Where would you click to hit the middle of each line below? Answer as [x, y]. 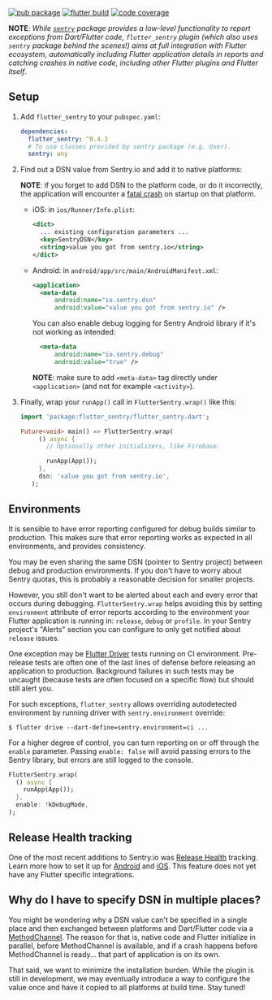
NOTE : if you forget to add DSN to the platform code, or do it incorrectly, [141, 185]
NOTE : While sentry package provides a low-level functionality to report [130, 28]
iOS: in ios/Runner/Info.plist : [84, 210]
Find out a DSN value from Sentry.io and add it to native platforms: [131, 170]
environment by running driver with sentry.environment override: [117, 712]
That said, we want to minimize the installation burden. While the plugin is [131, 970]
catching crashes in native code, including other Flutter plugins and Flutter [133, 63]
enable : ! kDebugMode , [52, 805]
